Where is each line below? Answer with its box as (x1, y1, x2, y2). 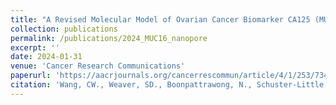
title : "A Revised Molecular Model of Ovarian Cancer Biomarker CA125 (10, 14, 311, 25)
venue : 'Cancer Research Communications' (10, 61, 186, 71)
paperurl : (10, 71, 52, 81)
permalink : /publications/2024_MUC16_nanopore (10, 33, 208, 43)
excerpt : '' (10, 42, 60, 53)
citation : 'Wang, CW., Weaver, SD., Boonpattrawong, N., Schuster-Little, (10, 80, 329, 90)
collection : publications (10, 24, 118, 34)
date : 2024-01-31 (10, 52, 83, 62)
